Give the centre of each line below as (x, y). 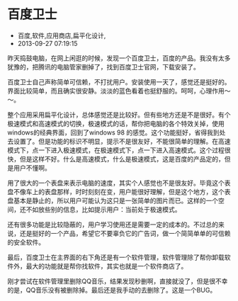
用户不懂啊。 (32, 168)
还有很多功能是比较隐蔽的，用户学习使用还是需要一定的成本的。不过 (107, 225)
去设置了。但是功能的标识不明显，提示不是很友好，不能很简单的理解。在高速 (119, 141)
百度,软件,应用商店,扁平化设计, (62, 35)
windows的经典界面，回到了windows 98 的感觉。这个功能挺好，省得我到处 (117, 132)
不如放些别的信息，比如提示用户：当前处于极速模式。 (103, 209)
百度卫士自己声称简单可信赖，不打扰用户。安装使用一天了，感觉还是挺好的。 (119, 81)
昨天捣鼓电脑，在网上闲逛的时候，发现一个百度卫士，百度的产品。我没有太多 (119, 58)
